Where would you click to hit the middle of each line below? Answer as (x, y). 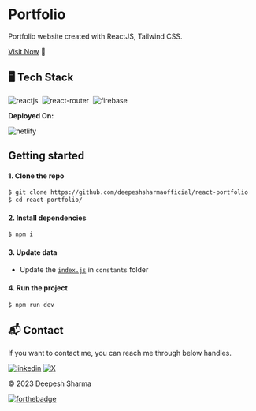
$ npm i (21, 234)
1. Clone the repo (36, 176)
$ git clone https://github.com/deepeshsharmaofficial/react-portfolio (128, 192)
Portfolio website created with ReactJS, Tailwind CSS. (95, 36)
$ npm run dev (32, 305)
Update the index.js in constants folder (84, 270)
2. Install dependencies (47, 218)
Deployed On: (31, 115)
